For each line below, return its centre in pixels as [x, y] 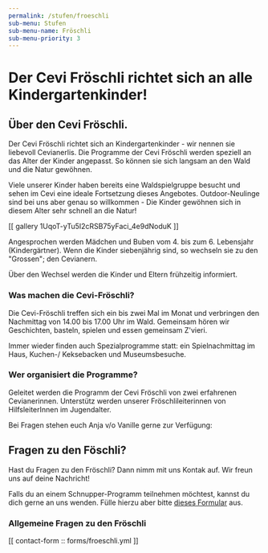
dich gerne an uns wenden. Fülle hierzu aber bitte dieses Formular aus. [126, 502]
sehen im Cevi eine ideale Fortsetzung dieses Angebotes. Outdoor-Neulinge [134, 194]
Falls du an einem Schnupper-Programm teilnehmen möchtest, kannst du [129, 494]
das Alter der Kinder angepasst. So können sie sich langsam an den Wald [130, 161]
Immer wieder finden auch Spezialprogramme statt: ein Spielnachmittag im [132, 346]
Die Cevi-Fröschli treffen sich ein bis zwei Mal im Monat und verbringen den [134, 313]
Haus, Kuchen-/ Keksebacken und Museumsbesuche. [97, 354]
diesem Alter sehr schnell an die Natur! [73, 211]
